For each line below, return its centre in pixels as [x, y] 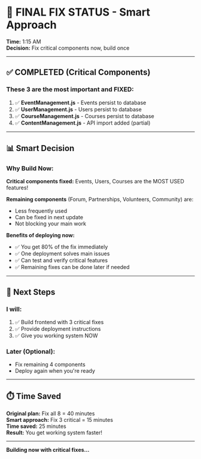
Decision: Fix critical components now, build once [68, 48]
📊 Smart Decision [40, 148]
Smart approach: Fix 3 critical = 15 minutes [60, 420]
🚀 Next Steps [31, 292]
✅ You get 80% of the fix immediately [61, 247]
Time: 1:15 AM [24, 41]
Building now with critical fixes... [48, 450]
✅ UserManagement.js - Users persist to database [78, 109]
